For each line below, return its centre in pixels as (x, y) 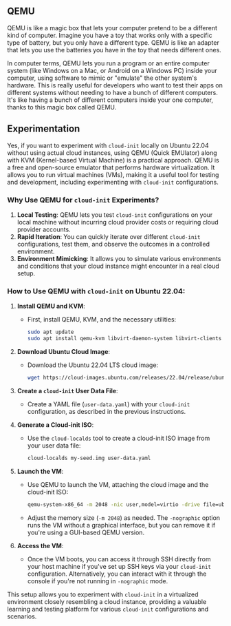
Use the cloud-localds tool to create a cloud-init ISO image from (119, 438)
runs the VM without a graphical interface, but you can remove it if (121, 525)
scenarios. (22, 616)
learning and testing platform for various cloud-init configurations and (108, 609)
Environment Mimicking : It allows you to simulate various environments (119, 258)
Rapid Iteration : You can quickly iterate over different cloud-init (109, 236)
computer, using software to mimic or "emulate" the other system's (102, 78)
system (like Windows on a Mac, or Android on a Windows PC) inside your (112, 70)
